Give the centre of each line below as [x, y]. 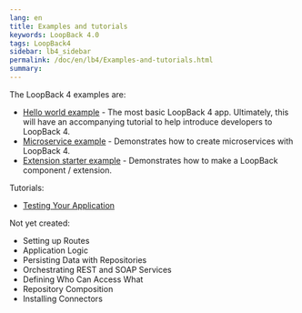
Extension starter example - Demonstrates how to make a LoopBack [150, 160]
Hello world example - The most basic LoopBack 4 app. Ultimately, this [156, 112]
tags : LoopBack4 [40, 43]
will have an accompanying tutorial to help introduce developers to [147, 121]
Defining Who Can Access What [83, 279]
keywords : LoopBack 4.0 [55, 35]
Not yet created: [40, 223]
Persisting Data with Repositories [85, 259]
